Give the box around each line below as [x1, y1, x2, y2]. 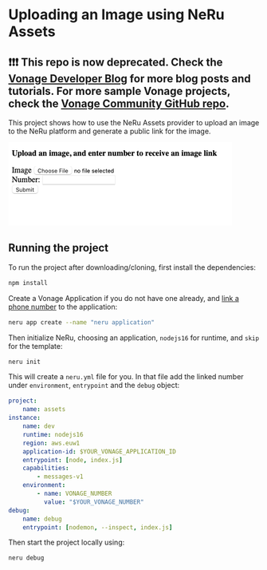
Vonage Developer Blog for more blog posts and [8, 72, 251, 85]
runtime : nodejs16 [22, 430, 84, 438]
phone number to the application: [8, 302, 118, 311]
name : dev [22, 422, 56, 430]
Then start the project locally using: [8, 537, 125, 548]
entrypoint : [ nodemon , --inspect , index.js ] [22, 523, 173, 532]
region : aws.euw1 [22, 439, 80, 447]
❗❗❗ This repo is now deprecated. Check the [8, 55, 223, 69]
